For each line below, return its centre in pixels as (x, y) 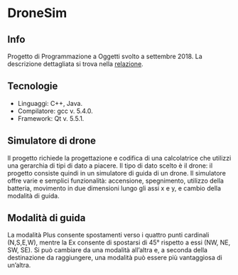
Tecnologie (33, 86)
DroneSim (37, 13)
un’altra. (19, 265)
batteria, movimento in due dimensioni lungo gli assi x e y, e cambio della (114, 188)
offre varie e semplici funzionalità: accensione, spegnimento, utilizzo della (115, 180)
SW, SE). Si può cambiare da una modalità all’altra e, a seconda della (108, 250)
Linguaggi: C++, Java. (50, 103)
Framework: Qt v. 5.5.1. (51, 118)
